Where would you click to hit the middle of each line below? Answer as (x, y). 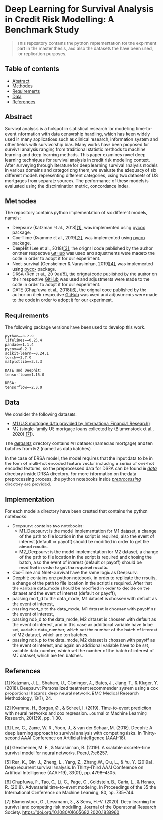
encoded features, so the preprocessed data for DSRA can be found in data (81, 468)
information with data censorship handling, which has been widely (84, 134)
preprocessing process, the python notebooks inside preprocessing (73, 479)
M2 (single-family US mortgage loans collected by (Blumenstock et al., (83, 429)
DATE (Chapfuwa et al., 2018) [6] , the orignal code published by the (79, 290)
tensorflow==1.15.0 (25, 375)
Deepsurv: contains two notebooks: (48, 526)
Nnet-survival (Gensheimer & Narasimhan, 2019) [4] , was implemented (82, 264)
